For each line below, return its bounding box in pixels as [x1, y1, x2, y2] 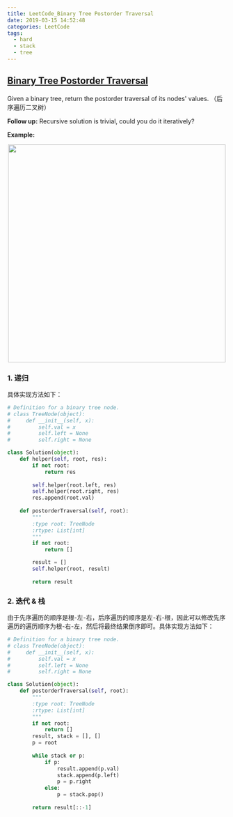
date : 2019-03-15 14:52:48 [7, 17, 86, 24]
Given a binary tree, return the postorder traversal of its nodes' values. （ [7, 94, 217, 102]
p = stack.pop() [56, 791, 104, 798]
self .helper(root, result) [32, 565, 111, 572]
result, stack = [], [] [32, 733, 101, 740]
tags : [7, 29, 23, 37]
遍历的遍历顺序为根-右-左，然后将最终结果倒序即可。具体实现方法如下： [7, 622, 214, 631]
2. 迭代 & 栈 [7, 596, 45, 606]
